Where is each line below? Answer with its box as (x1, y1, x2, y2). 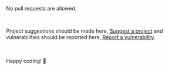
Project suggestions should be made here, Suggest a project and (6, 27, 163, 34)
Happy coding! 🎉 (6, 58, 47, 64)
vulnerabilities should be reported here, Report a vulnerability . (6, 34, 156, 40)
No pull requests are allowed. (6, 5, 77, 12)
